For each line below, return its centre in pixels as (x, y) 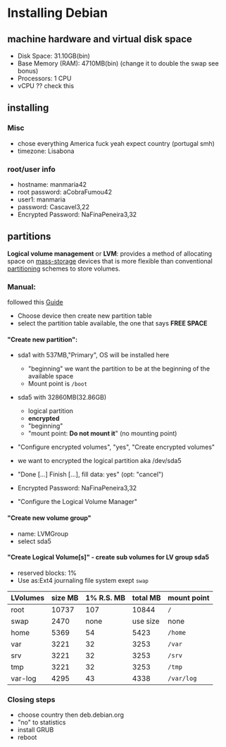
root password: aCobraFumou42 (65, 192)
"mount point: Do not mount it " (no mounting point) (102, 433)
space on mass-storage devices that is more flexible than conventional (110, 261)
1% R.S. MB (105, 598)
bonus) (28, 71)
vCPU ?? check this (46, 86)
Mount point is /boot (58, 384)
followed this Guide (35, 302)
